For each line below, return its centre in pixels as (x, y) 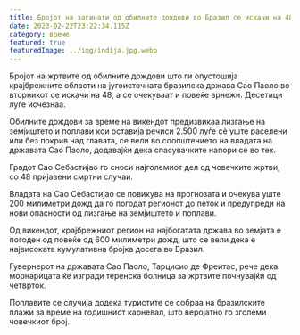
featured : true (37, 42)
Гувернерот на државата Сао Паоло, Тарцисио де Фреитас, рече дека (144, 266)
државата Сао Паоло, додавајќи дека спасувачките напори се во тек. (143, 150)
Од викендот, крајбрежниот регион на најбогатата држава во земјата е (145, 230)
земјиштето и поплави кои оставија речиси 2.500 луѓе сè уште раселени (148, 131)
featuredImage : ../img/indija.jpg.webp (83, 51)
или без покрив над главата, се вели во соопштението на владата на (141, 141)
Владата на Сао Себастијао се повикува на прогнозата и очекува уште (145, 194)
